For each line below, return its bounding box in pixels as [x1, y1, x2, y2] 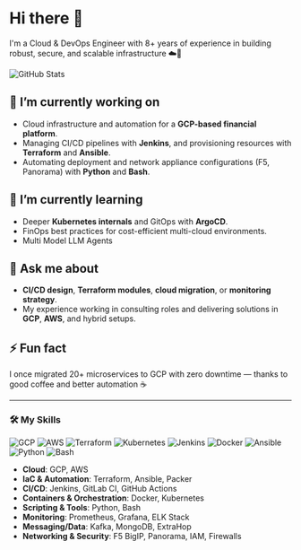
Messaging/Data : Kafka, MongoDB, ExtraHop [21, 521, 193, 532]
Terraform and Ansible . [21, 147, 111, 158]
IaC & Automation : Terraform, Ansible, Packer [21, 474, 193, 485]
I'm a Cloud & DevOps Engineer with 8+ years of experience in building [9, 38, 271, 48]
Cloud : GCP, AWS [21, 464, 89, 475]
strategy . [21, 294, 58, 305]
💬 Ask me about [9, 260, 99, 276]
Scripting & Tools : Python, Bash [21, 502, 142, 513]
